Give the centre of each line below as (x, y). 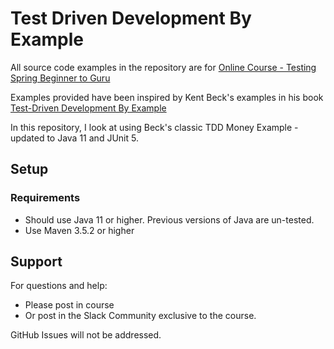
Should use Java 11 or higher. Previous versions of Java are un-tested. (169, 219)
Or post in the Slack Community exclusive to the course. (140, 316)
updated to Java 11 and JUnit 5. (74, 138)
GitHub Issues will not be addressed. (86, 335)
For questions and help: (59, 286)
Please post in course (69, 305)
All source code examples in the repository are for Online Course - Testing (163, 67)
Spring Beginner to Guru (60, 78)
